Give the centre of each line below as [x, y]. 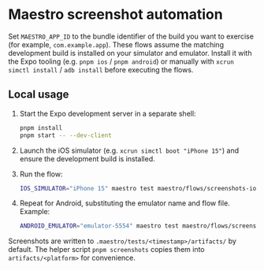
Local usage [39, 95]
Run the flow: [41, 174]
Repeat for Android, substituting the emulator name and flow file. [125, 203]
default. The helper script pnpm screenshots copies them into [106, 250]
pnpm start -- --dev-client [65, 135]
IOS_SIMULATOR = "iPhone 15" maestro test [87, 188]
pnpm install [41, 128]
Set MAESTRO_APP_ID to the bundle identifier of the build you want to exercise [131, 36]
